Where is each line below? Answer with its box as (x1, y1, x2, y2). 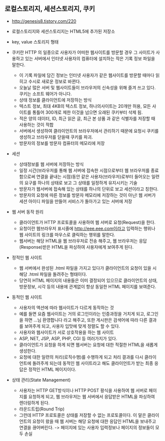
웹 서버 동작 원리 (11, 209, 44, 215)
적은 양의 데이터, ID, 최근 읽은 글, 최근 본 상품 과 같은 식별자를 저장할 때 (19, 115, 156, 121)
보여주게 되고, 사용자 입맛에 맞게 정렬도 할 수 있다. (24, 323, 120, 329)
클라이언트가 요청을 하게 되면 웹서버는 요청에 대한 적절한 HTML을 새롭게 (19, 342, 158, 348)
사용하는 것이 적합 (19, 122, 54, 128)
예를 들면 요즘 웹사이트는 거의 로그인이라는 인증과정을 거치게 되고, (19, 310, 146, 316)
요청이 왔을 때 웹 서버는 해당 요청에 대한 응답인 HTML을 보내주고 (32, 418, 156, 424)
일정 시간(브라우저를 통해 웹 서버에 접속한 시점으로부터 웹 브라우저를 (19, 167, 150, 173)
